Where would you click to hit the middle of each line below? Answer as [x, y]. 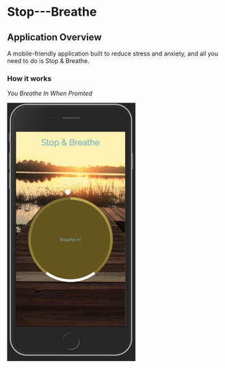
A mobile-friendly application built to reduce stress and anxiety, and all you [113, 53]
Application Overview [54, 37]
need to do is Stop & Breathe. [49, 61]
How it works [29, 78]
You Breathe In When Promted [50, 94]
